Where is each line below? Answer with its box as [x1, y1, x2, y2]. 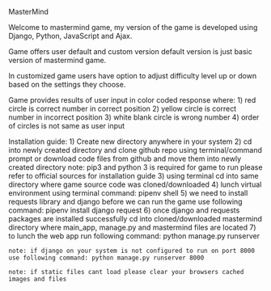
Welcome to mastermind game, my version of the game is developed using [8, 23, 258, 32]
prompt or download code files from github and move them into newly [8, 154, 241, 163]
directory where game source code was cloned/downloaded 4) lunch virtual [8, 179, 262, 189]
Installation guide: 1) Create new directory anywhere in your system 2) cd [8, 137, 252, 146]
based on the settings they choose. [8, 80, 126, 89]
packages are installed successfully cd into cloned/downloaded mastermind [8, 214, 263, 223]
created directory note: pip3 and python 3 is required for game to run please [8, 162, 263, 172]
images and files [8, 275, 67, 283]
